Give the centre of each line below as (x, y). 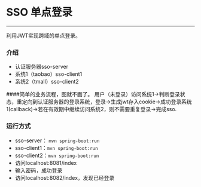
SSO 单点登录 (39, 12)
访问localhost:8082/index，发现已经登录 (65, 177)
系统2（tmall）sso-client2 (47, 82)
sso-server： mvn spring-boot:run (57, 140)
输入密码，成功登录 (39, 170)
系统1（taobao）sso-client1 (48, 74)
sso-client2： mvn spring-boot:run (57, 155)
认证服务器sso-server (42, 67)
